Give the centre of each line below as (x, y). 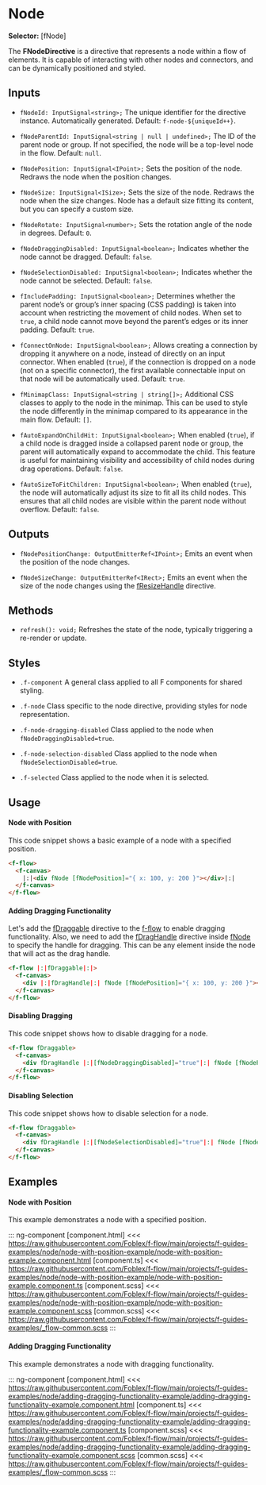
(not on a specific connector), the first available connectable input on (132, 370)
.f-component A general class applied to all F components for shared (131, 682)
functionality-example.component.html (71, 1404)
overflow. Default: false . (59, 509)
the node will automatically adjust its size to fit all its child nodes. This (133, 492)
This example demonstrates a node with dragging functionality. (111, 1363)
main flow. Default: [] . (56, 419)
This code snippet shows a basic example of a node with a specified (120, 840)
